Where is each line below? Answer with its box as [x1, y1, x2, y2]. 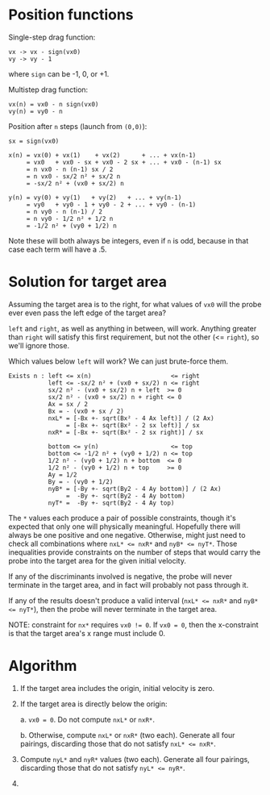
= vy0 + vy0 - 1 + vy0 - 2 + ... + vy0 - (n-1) [26, 200, 197, 209]
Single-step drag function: [8, 32, 96, 42]
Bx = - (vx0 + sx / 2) [48, 407, 125, 415]
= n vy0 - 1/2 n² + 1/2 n [26, 214, 114, 223]
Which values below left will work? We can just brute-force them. [8, 356, 228, 366]
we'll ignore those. [8, 340, 70, 350]
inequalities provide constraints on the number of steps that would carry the [8, 547, 261, 557]
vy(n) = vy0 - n [8, 107, 63, 115]
